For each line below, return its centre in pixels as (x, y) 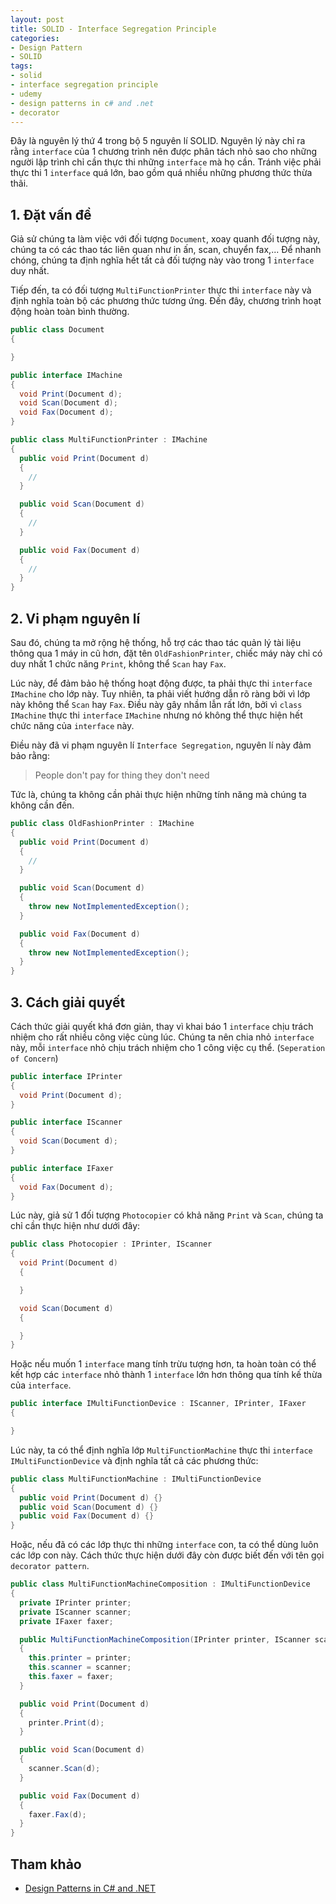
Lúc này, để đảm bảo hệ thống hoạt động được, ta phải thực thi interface (161, 683)
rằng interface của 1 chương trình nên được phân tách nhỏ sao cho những (164, 152)
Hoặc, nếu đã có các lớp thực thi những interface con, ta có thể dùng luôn (164, 1545)
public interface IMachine (66, 375)
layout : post (37, 19)
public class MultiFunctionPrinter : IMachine (109, 440)
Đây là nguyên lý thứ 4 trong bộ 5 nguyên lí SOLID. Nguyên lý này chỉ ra (158, 141)
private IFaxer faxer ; (66, 1621)
